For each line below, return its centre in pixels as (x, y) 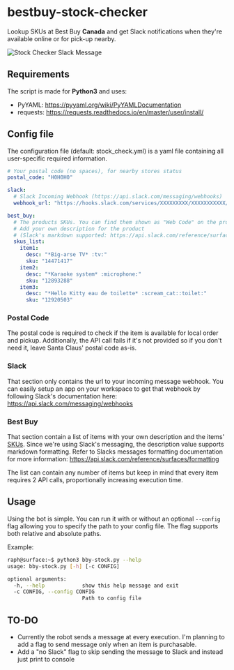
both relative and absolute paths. (54, 533)
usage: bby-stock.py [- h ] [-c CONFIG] (63, 566)
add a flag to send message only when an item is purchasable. (107, 644)
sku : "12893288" (49, 281)
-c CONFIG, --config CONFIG (54, 592)
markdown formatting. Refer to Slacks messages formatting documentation (115, 452)
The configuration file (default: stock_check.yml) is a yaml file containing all (116, 151)
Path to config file (111, 598)
